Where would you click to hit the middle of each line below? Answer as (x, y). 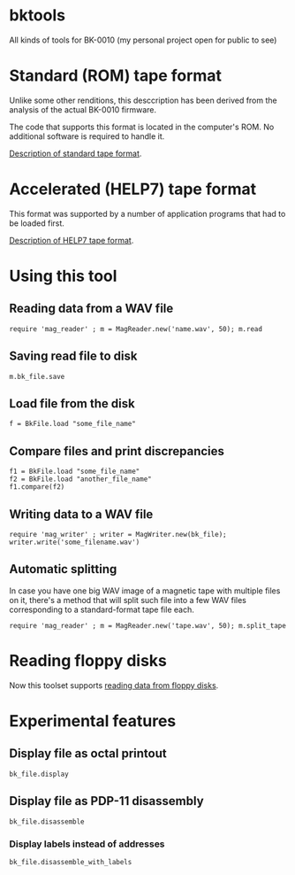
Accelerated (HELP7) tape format (133, 189)
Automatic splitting (63, 569)
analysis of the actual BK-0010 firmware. (83, 109)
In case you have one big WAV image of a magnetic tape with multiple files (145, 591)
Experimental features (93, 721)
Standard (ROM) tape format (116, 76)
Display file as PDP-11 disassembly (107, 801)
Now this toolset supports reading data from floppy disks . (114, 685)
